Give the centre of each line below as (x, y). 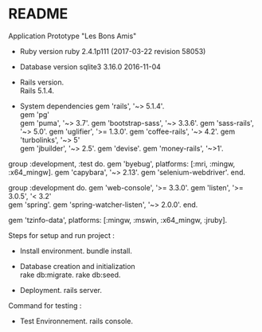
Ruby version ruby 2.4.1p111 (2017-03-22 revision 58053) (113, 51)
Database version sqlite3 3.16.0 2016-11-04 (90, 66)
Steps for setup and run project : (62, 235)
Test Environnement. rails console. (76, 321)
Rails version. (42, 82)
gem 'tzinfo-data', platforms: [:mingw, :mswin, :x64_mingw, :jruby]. (118, 220)
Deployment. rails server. (61, 290)
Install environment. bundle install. (76, 251)
